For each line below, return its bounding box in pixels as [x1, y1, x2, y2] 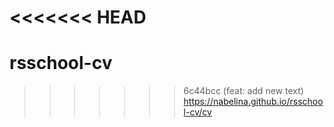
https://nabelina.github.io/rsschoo [183, 96, 324, 108]
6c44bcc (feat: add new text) [183, 85, 304, 97]
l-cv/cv [183, 106, 212, 118]
